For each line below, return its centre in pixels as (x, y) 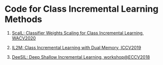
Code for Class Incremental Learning (81, 9)
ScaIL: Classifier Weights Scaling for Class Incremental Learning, (78, 33)
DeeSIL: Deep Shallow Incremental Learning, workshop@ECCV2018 (81, 57)
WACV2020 (24, 38)
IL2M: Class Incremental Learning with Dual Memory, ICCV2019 (76, 47)
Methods (23, 19)
